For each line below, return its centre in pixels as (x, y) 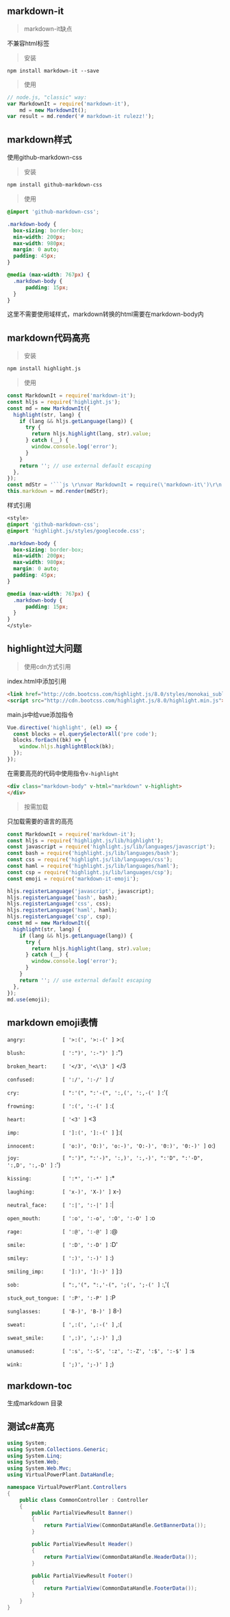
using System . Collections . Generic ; (58, 1449)
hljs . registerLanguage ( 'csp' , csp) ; (59, 917)
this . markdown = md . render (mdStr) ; (58, 491)
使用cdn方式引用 (47, 666)
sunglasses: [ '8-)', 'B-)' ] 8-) (64, 1311)
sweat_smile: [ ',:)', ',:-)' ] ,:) (64, 1338)
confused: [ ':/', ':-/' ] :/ (61, 1080)
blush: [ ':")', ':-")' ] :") (65, 1053)
